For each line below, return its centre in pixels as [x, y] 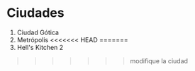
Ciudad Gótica [38, 32]
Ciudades [35, 13]
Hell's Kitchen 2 [40, 47]
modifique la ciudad [159, 60]
